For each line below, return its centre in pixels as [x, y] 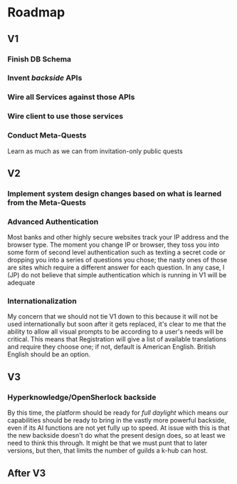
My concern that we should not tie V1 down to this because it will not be [113, 316]
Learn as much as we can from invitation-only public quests [95, 151]
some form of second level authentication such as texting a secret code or [116, 252]
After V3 [27, 473]
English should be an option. [49, 354]
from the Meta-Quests [47, 202]
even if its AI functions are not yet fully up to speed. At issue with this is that [118, 428]
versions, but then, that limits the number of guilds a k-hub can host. [107, 450]
